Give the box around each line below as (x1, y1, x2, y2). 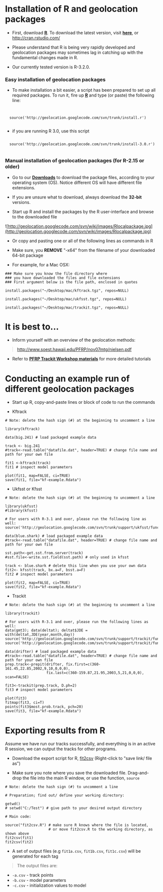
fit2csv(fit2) (5, 840, 34, 845)
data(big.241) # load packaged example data (5, 435, 97, 440)
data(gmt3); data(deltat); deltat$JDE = (5, 628, 88, 633)
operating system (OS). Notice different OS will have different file (12, 180, 142, 185)
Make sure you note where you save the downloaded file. (12, 770, 127, 776)
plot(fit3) (5, 696, 27, 701)
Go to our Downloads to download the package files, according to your (12, 174, 155, 180)
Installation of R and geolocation (5, 3, 138, 15)
